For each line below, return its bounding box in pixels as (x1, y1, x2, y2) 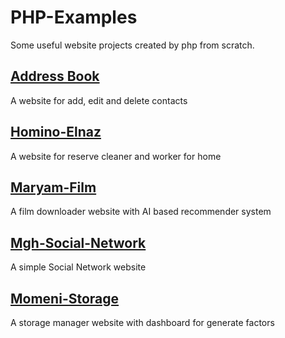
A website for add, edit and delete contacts (10, 94, 188, 106)
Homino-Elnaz (10, 124, 102, 141)
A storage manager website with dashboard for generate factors (10, 317, 275, 328)
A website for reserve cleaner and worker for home (10, 150, 222, 162)
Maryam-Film (10, 179, 97, 196)
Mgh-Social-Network (10, 234, 147, 251)
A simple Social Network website (10, 261, 147, 273)
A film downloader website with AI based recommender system (10, 206, 272, 218)
